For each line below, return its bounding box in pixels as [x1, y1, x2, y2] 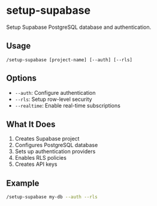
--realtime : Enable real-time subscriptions [14, 101, 121, 109]
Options [6, 73, 37, 83]
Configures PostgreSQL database [14, 142, 98, 149]
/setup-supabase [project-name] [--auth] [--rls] [6, 56, 133, 63]
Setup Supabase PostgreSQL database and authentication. [6, 23, 152, 31]
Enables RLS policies [14, 154, 67, 162]
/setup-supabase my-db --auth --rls [6, 194, 98, 200]
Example [6, 178, 40, 188]
